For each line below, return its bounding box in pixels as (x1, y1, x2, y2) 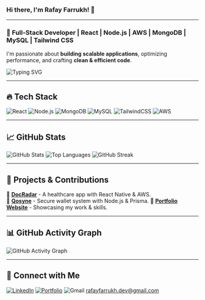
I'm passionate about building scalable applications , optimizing (6, 50, 168, 57)
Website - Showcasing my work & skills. (6, 204, 108, 211)
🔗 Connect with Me (6, 271, 81, 281)
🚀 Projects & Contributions (6, 174, 109, 185)
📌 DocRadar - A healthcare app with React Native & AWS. (6, 191, 151, 198)
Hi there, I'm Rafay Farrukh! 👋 (6, 5, 95, 14)
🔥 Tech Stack (6, 91, 58, 102)
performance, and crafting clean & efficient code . (6, 56, 132, 63)
